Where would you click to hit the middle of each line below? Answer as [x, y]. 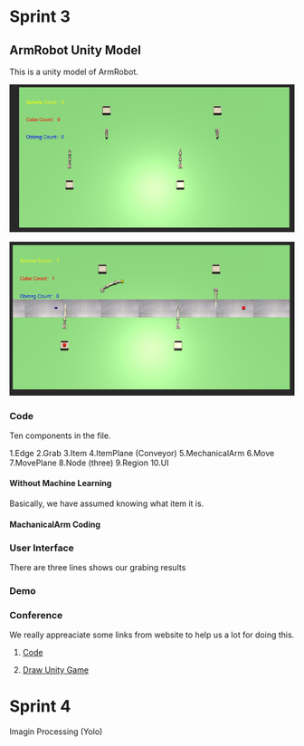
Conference [36, 615]
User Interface [42, 548]
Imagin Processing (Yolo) [56, 732]
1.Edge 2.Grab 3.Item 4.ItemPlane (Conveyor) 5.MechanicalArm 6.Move [142, 453]
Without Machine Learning [61, 483]
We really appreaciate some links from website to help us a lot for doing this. [152, 635]
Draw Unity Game [55, 670]
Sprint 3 [40, 17]
